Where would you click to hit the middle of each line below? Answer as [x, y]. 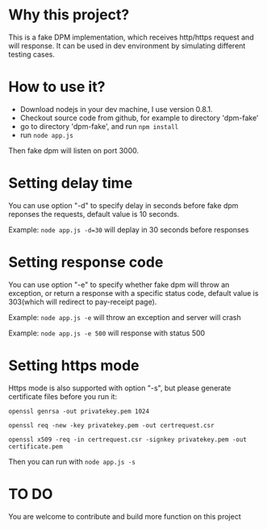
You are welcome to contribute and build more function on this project [125, 516]
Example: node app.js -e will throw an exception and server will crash [125, 317]
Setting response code [86, 262]
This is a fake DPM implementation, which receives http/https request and [131, 37]
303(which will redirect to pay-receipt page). [83, 302]
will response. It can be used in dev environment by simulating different [127, 45]
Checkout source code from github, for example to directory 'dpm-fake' [140, 118]
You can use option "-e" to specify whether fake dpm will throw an [119, 285]
